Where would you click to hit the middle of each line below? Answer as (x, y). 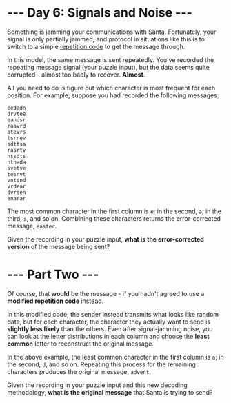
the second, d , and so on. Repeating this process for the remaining (102, 364)
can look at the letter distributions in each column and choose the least (108, 336)
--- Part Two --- (53, 275)
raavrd (17, 126)
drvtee (17, 114)
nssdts (17, 156)
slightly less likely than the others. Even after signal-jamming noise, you (110, 328)
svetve (17, 168)
